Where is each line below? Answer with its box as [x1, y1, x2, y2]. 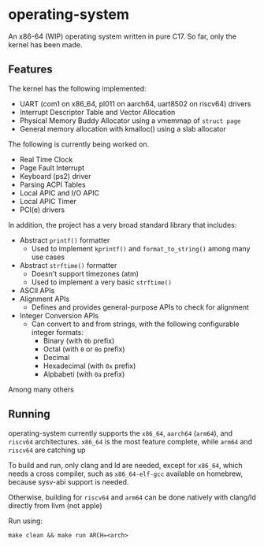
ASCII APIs [19, 285, 55, 295]
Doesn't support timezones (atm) [31, 269, 139, 278]
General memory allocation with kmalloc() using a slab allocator [19, 124, 227, 133]
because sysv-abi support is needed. [8, 477, 129, 486]
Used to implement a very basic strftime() [31, 277, 172, 287]
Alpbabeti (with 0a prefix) [43, 369, 125, 379]
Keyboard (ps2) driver [19, 171, 92, 180]
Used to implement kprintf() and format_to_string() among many [31, 243, 251, 253]
